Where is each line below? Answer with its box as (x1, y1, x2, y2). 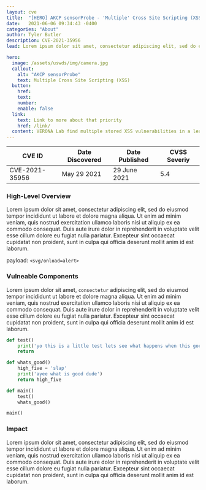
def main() (6, 388, 34, 394)
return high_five (17, 377, 62, 383)
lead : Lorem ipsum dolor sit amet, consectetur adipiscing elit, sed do (6, 44, 196, 50)
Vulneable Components (6, 272, 78, 281)
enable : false (17, 105, 53, 112)
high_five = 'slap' (17, 366, 67, 372)
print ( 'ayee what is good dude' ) (17, 371, 103, 377)
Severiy (167, 156, 190, 164)
